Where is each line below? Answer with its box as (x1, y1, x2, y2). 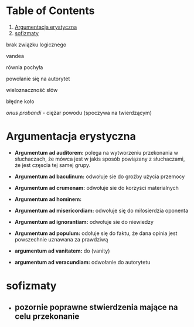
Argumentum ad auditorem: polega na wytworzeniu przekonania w (14, 149, 179, 156)
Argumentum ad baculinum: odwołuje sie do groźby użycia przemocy (14, 173, 185, 180)
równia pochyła (6, 63, 43, 71)
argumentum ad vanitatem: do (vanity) (14, 247, 110, 254)
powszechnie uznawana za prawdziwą (14, 236, 108, 243)
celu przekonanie (14, 312, 80, 322)
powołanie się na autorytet (6, 75, 70, 82)
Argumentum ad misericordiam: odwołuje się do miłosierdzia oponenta (14, 207, 189, 214)
